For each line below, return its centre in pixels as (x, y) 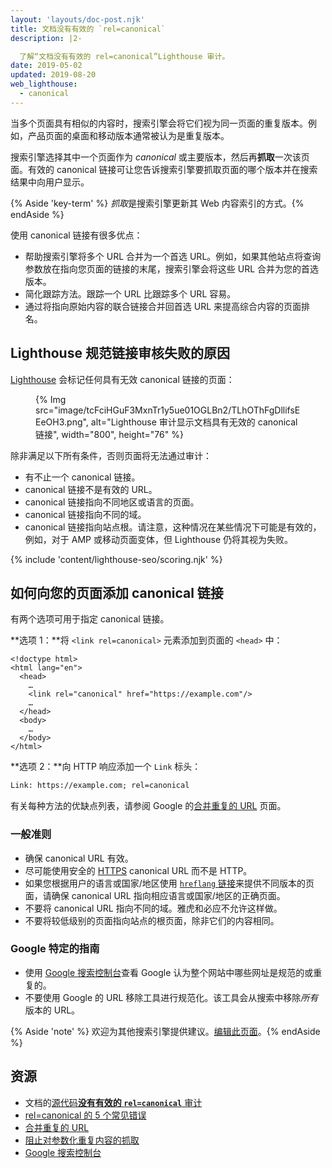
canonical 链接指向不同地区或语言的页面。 (112, 502)
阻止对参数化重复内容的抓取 (82, 1140)
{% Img (51, 399)
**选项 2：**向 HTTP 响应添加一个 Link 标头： (106, 767)
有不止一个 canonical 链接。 (82, 477)
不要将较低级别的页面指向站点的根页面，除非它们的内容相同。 (152, 920)
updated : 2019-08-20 (53, 75)
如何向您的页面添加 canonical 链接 (117, 592)
